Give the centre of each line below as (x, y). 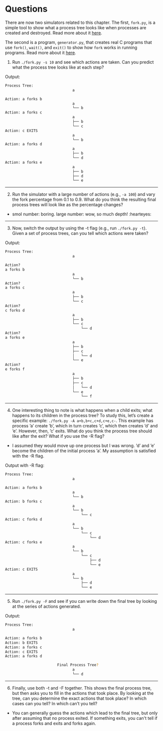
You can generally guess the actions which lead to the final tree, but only (85, 713)
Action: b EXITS (21, 643)
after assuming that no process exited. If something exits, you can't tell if (85, 718)
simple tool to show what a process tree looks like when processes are (76, 27)
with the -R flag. (28, 456)
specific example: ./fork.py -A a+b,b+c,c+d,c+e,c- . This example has (83, 421)
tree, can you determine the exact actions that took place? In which (79, 698)
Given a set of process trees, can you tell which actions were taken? (80, 233)
